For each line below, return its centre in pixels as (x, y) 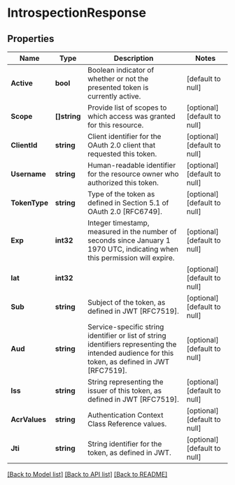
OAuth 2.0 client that (121, 145)
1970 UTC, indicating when (133, 249)
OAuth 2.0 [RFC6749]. (125, 211)
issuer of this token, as (124, 391)
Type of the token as (121, 194)
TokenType (30, 203)
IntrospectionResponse (77, 13)
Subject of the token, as (126, 302)
